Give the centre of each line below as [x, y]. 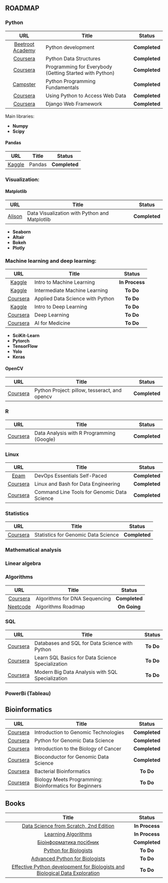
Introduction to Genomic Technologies [79, 732]
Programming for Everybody [79, 66]
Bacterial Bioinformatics [62, 771]
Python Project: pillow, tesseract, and [78, 390]
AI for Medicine [52, 323]
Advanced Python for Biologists [68, 859]
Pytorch [21, 341]
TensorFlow [25, 346]
